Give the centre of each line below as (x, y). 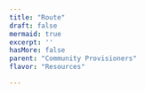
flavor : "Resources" (48, 67)
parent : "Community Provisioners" (73, 58)
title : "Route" (37, 17)
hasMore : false (37, 50)
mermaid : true (36, 34)
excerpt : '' (31, 42)
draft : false (33, 26)
